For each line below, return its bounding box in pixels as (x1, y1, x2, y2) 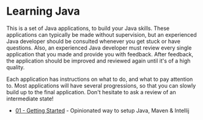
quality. (6, 63, 25, 71)
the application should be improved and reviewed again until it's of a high (6, 57, 191, 64)
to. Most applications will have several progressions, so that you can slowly (6, 81, 196, 89)
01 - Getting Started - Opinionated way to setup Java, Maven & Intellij (15, 107, 190, 114)
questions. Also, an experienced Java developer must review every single (6, 44, 192, 51)
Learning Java (6, 4, 81, 18)
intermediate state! (6, 95, 54, 102)
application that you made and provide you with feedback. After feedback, (6, 50, 194, 58)
